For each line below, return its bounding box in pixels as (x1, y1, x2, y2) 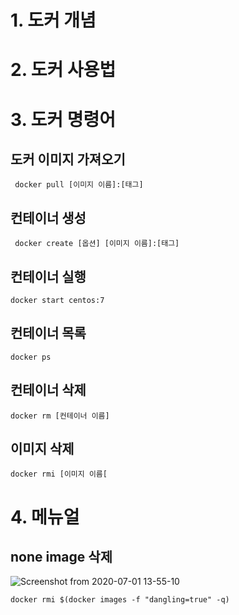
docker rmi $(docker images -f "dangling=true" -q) (10, 595, 230, 605)
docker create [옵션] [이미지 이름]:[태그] (14, 239, 180, 249)
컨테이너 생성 (10, 209, 87, 226)
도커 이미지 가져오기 (10, 151, 126, 168)
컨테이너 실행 (10, 268, 87, 285)
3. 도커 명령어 (10, 108, 117, 131)
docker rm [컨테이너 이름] (10, 411, 110, 421)
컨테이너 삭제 (10, 382, 87, 399)
